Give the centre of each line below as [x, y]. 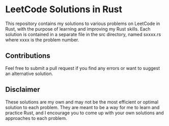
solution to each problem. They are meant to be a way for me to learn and [82, 107]
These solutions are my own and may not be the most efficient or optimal [82, 102]
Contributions [28, 56]
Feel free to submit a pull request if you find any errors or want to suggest [83, 68]
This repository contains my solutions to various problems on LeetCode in [83, 23]
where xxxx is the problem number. [42, 40]
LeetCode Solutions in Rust [64, 9]
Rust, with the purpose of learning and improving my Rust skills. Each [78, 29]
